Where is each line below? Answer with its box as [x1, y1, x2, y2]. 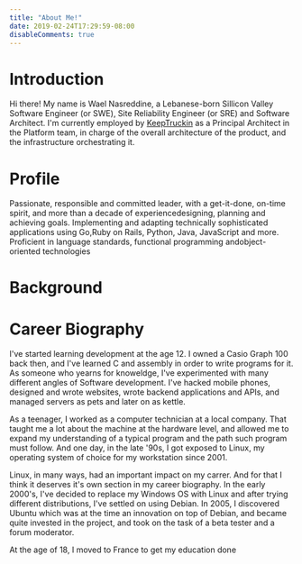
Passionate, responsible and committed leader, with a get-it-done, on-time [9, 198, 286, 209]
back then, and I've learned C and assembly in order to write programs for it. [9, 358, 294, 369]
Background [9, 277, 103, 298]
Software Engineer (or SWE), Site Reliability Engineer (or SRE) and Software [9, 108, 290, 119]
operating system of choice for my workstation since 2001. [9, 452, 228, 463]
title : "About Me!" [9, 13, 83, 23]
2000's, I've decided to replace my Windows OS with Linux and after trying [9, 488, 288, 500]
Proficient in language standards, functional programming [9, 236, 224, 248]
